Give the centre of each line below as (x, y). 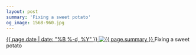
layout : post (22, 12)
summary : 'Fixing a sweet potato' (49, 17)
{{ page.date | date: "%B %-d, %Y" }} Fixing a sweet (98, 40)
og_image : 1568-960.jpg (35, 22)
